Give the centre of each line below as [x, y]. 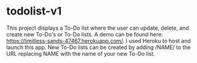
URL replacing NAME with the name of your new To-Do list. [81, 53]
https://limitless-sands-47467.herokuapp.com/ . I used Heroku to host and [99, 41]
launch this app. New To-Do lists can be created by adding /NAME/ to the [99, 47]
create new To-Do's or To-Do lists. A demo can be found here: [85, 34]
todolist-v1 [34, 11]
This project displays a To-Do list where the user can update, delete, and [98, 28]
